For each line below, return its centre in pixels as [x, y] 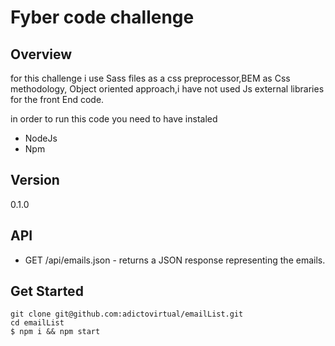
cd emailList [37, 323]
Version [35, 180]
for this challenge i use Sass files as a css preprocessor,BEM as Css [150, 78]
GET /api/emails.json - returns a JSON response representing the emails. [175, 260]
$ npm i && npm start [55, 332]
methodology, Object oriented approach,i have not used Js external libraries [167, 89]
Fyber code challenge [102, 17]
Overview [41, 54]
